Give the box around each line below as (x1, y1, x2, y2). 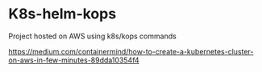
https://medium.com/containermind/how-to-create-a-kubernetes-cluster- (8, 46, 254, 56)
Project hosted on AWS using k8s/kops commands (8, 31, 177, 41)
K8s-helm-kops (8, 5, 117, 23)
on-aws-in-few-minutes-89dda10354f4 (8, 55, 139, 65)
